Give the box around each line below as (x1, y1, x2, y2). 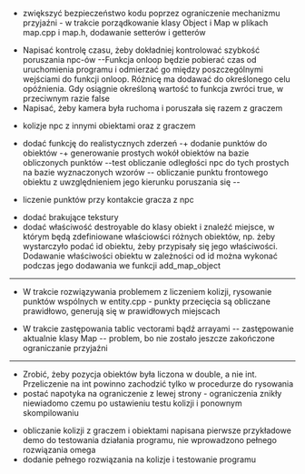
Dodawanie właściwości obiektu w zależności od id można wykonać (22, 250, 279, 261)
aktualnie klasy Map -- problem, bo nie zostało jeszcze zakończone (22, 333, 275, 344)
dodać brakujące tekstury (22, 212, 120, 222)
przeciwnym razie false (22, 93, 111, 104)
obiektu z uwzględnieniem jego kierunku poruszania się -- (22, 176, 241, 187)
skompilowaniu (22, 408, 79, 418)
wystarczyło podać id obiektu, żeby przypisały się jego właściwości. (22, 241, 279, 251)
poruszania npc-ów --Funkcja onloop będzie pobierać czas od (22, 55, 257, 65)
